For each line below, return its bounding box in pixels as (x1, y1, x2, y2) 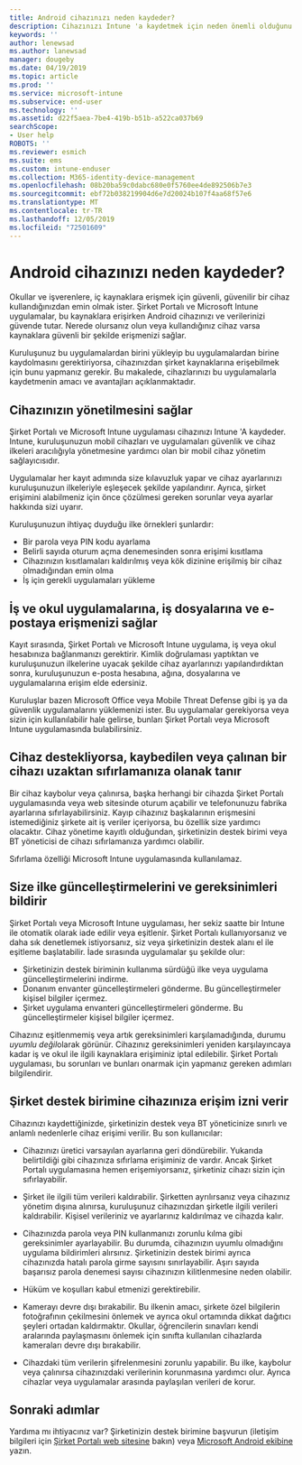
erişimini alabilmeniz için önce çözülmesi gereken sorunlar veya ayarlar (9, 492, 273, 503)
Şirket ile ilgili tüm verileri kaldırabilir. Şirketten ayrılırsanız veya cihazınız (22, 1191, 290, 1201)
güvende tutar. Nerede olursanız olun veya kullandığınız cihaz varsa (9, 320, 261, 331)
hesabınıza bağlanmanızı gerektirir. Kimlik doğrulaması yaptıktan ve (9, 649, 260, 660)
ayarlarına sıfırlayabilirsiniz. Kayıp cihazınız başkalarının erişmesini (9, 807, 256, 818)
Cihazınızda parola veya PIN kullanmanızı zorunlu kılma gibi (22, 1228, 243, 1238)
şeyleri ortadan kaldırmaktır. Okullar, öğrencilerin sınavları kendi (22, 1320, 259, 1331)
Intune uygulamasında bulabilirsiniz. (9, 724, 142, 735)
